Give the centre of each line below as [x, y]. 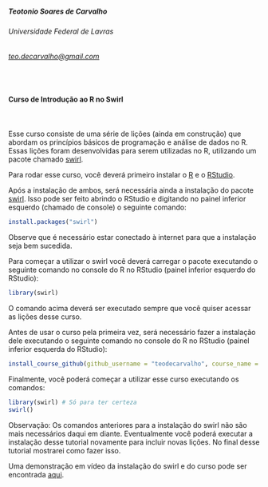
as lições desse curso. [45, 317]
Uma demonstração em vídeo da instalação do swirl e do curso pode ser [128, 466]
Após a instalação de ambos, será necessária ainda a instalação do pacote [131, 190]
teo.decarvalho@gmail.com [54, 56]
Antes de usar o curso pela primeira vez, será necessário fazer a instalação [132, 333]
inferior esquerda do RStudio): [58, 349]
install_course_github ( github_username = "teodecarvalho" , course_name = [134, 364]
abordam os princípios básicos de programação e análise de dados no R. [128, 142]
